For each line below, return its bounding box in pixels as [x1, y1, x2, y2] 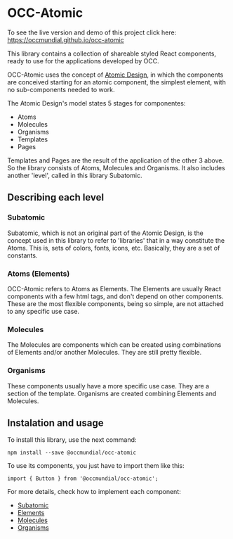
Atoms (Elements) [7, 269, 70, 279]
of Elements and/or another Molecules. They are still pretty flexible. [7, 348, 202, 357]
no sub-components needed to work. [7, 85, 115, 94]
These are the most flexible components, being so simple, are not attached [7, 299, 225, 307]
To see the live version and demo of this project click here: [7, 28, 177, 37]
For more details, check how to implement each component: [7, 488, 181, 496]
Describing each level [7, 191, 104, 203]
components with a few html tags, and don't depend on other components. [7, 292, 224, 300]
